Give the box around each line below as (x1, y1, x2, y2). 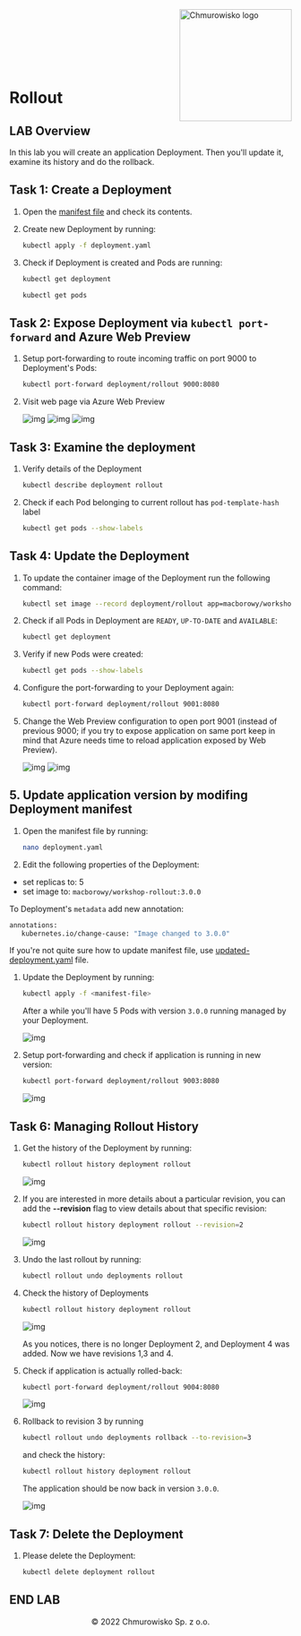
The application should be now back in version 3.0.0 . (21, 1483, 219, 1494)
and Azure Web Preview (54, 329, 191, 344)
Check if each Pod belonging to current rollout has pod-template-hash (21, 496, 279, 507)
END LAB (9, 1592, 61, 1607)
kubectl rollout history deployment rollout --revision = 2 (21, 1220, 244, 1229)
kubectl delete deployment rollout (21, 1567, 156, 1576)
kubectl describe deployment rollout (21, 480, 164, 489)
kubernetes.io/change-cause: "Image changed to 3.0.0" (21, 929, 230, 938)
